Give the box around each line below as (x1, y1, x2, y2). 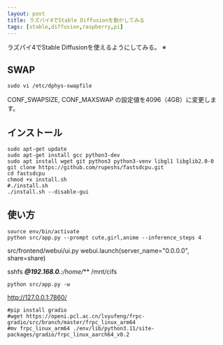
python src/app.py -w (7, 281, 71, 288)
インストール (7, 126, 63, 138)
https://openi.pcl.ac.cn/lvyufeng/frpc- (25, 312, 145, 320)
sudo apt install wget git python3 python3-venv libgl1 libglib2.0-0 (7, 158, 215, 165)
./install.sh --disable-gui (7, 189, 89, 196)
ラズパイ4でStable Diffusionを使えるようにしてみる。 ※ (7, 43, 166, 52)
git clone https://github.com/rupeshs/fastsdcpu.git (7, 164, 164, 171)
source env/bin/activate (7, 228, 80, 235)
